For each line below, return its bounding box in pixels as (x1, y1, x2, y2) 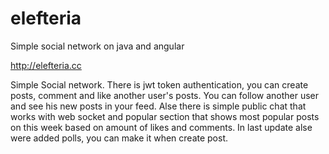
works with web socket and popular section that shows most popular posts (10, 110, 320, 122)
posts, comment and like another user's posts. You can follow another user (10, 89, 320, 101)
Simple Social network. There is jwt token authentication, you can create (10, 78, 309, 91)
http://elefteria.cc (10, 59, 82, 71)
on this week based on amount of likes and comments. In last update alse (10, 121, 313, 133)
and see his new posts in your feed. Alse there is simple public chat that (10, 100, 307, 112)
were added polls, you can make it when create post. (10, 132, 229, 144)
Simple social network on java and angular (10, 40, 185, 52)
